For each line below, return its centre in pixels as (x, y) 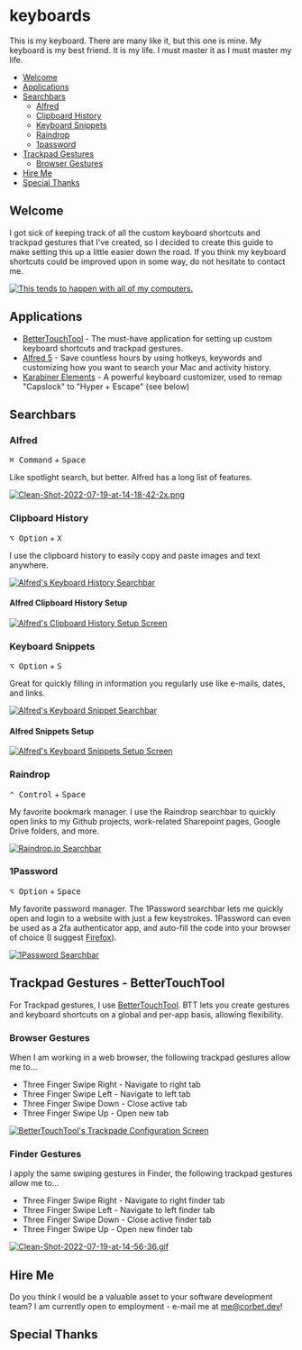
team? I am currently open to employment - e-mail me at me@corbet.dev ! (146, 1307)
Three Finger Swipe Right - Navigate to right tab (111, 1084)
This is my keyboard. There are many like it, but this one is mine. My (136, 41)
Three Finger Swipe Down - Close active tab (105, 1103)
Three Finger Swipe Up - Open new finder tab (108, 1229)
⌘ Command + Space (48, 460)
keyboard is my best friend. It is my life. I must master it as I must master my (151, 50)
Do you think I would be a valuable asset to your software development (141, 1297)
